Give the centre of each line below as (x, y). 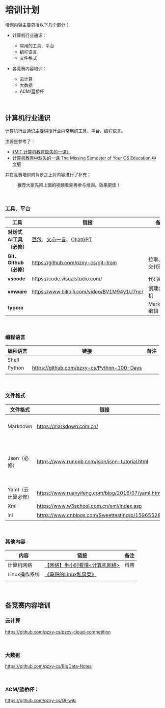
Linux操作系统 (24, 574)
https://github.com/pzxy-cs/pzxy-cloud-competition (58, 632)
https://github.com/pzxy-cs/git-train (74, 263)
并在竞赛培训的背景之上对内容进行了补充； (48, 174)
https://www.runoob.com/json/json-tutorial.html (93, 461)
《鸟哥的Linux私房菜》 (70, 574)
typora (15, 308)
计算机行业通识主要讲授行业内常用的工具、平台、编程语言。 (65, 131)
